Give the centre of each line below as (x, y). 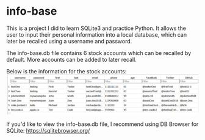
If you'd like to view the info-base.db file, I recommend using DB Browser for (103, 124)
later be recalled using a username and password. (69, 41)
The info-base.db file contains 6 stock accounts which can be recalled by (99, 53)
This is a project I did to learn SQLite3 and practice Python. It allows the (96, 28)
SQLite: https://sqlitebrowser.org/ (48, 131)
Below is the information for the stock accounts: (67, 71)
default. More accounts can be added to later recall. (72, 59)
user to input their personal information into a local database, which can (97, 34)
